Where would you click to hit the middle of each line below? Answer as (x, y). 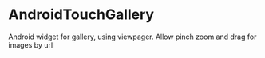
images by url (31, 44)
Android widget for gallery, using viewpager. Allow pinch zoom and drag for (132, 37)
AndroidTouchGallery (81, 15)
